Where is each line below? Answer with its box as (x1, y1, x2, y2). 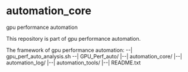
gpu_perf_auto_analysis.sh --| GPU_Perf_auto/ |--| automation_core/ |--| (6, 53, 183, 60)
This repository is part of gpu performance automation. (6, 35, 141, 42)
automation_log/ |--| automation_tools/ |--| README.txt (6, 59, 141, 66)
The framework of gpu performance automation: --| (6, 46, 133, 54)
